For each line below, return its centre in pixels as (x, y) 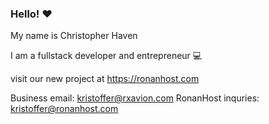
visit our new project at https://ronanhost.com (105, 79)
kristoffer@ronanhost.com (64, 109)
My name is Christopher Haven (74, 36)
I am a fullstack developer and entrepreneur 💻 (106, 56)
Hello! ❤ (31, 14)
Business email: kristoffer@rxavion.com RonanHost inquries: (135, 98)
